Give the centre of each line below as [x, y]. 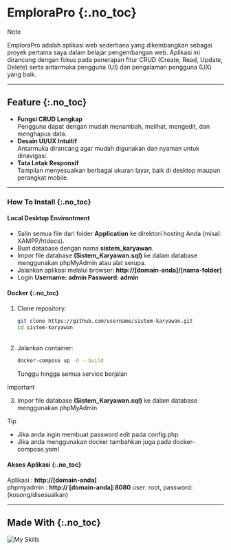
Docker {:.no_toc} [33, 293]
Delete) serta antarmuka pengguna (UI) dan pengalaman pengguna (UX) [110, 67]
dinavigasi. [32, 156]
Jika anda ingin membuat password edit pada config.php [98, 434]
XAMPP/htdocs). [41, 241]
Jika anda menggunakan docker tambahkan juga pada [94, 441]
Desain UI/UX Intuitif [47, 141]
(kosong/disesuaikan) [38, 494]
